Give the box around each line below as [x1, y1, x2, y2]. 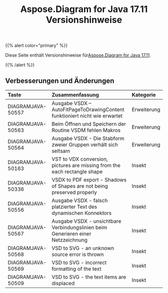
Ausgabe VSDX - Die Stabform [51, 135, 124, 141]
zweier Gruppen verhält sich [51, 141, 118, 148]
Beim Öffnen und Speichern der [51, 120, 126, 127]
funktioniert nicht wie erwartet [51, 112, 122, 119]
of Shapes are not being [51, 183, 108, 189]
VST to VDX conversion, [51, 156, 108, 163]
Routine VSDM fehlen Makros [51, 127, 121, 133]
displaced [51, 280, 75, 286]
